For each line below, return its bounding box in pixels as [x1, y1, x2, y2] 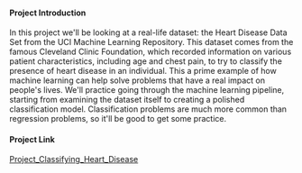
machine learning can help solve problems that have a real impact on [9, 75, 266, 86]
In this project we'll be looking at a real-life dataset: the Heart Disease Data [9, 27, 288, 38]
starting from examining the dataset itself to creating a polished [9, 95, 245, 105]
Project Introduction [9, 7, 87, 18]
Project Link [9, 133, 56, 144]
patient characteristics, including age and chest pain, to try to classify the [9, 56, 282, 67]
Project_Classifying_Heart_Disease [9, 154, 139, 165]
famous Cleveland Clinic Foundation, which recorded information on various [9, 46, 292, 58]
